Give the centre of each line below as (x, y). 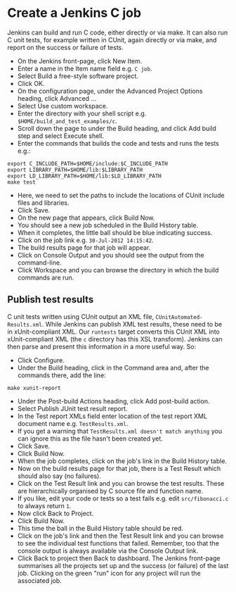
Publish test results (51, 300)
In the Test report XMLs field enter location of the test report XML (112, 416)
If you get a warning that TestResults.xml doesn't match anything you (120, 431)
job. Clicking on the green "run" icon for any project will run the (109, 573)
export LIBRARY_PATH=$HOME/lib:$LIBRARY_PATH (75, 170)
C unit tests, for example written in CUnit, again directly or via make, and (112, 39)
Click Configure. (41, 360)
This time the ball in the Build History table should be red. (100, 528)
